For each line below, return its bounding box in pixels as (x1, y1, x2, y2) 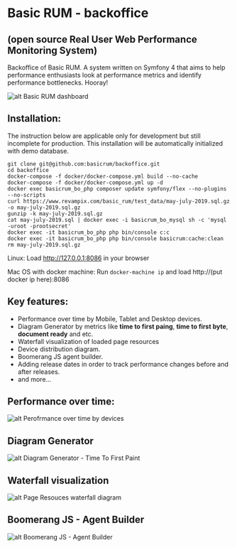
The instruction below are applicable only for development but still (7, 131, 201, 140)
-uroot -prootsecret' (7, 222, 72, 230)
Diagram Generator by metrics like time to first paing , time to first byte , (17, 322, 228, 331)
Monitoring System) (7, 44, 98, 56)
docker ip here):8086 (7, 275, 70, 284)
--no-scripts (7, 191, 46, 198)
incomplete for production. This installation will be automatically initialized (7, 139, 224, 147)
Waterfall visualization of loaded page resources (17, 337, 160, 345)
